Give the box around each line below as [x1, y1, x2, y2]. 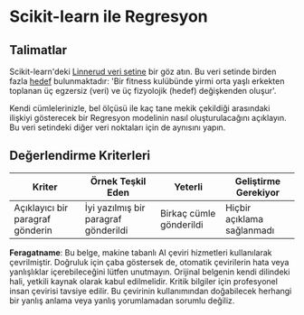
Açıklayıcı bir [14, 201, 69, 214]
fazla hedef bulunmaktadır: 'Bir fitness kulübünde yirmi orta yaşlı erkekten [9, 76, 285, 87]
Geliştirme [234, 174, 281, 187]
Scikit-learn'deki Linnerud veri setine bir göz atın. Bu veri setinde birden [9, 66, 277, 77]
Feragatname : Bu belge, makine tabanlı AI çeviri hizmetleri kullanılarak [9, 246, 272, 258]
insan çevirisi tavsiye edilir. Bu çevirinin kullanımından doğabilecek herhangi [9, 285, 292, 296]
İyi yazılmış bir [84, 201, 146, 214]
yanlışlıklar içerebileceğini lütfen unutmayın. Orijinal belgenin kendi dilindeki [9, 266, 290, 277]
